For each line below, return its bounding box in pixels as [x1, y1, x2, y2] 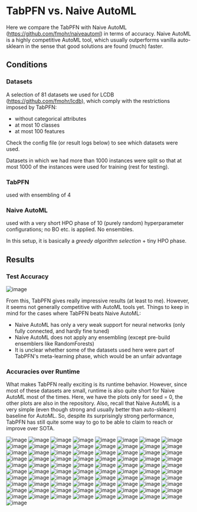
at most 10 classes [14, 121, 60, 128]
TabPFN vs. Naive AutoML [6, 4, 137, 18]
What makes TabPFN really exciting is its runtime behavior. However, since [6, 381, 188, 388]
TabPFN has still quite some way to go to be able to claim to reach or [6, 418, 173, 426]
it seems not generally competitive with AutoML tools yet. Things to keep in [6, 303, 189, 310]
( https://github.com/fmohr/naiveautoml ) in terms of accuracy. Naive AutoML [6, 30, 191, 37]
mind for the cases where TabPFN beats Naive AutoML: [6, 310, 142, 317]
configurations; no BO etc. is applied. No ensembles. [6, 226, 134, 233]
